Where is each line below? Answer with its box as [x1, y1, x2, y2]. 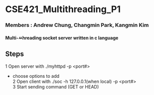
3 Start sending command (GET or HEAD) [12, 83, 99, 89]
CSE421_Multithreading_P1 [5, 4, 121, 15]
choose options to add [12, 73, 60, 79]
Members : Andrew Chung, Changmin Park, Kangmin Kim [5, 22, 149, 29]
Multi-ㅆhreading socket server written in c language [5, 34, 119, 41]
